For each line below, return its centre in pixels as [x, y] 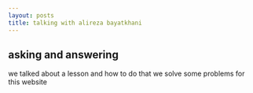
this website [27, 82]
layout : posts [31, 15]
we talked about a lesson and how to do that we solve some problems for [126, 74]
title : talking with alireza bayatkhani [75, 23]
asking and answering [64, 55]
